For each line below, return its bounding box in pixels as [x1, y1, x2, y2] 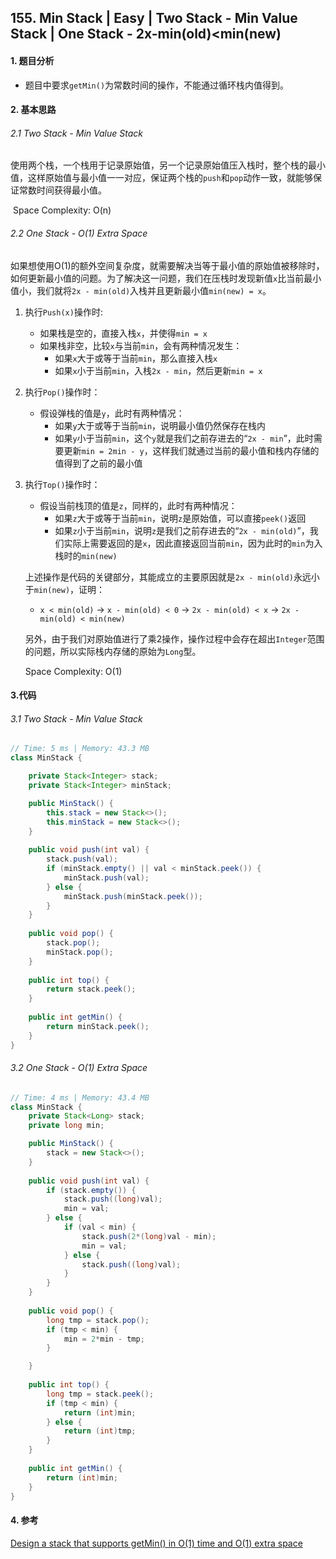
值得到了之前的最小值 [54, 457, 143, 469]
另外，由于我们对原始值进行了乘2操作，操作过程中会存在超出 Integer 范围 [24, 632, 325, 645]
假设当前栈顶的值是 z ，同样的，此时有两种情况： [39, 499, 238, 511]
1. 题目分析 [10, 54, 55, 66]
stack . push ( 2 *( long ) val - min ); [81, 1231, 217, 1241]
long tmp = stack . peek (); [46, 1389, 155, 1399]
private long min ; [28, 1121, 105, 1131]
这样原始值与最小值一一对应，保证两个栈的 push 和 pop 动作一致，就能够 [27, 172, 314, 184]
